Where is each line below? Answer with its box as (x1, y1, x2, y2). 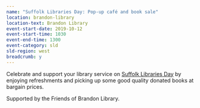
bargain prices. (6, 83, 44, 91)
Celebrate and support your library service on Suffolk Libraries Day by (6, 70, 182, 77)
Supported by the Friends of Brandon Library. (6, 95, 120, 102)
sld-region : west (6, 48, 50, 54)
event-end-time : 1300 (6, 37, 61, 43)
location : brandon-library (6, 14, 75, 21)
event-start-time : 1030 (6, 31, 67, 37)
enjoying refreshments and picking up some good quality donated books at (6, 77, 194, 84)
